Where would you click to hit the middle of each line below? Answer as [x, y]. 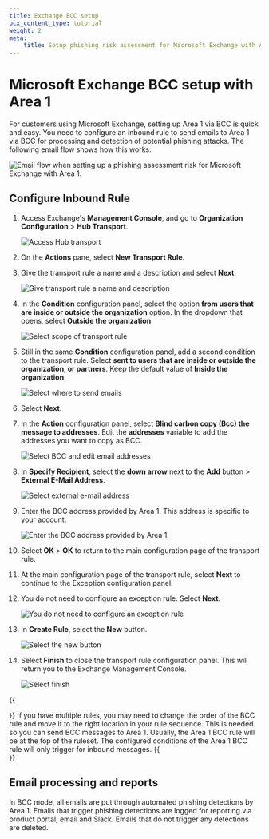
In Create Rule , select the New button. [84, 629]
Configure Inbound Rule [70, 199]
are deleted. [29, 827]
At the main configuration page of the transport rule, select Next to [131, 574]
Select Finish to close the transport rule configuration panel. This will [134, 660]
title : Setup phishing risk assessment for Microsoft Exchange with [140, 46]
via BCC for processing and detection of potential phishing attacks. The [127, 141]
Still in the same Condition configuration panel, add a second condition [138, 352]
